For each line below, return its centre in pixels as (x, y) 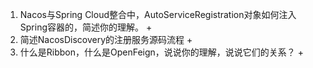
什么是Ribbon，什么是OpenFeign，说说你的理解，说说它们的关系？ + (162, 52)
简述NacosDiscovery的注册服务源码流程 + (106, 39)
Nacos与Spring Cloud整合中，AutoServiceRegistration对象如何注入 (158, 14)
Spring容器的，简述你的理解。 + (86, 27)
